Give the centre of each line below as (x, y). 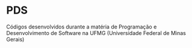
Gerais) (15, 39)
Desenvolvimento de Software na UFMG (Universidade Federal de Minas (96, 33)
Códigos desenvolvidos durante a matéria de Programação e (82, 27)
